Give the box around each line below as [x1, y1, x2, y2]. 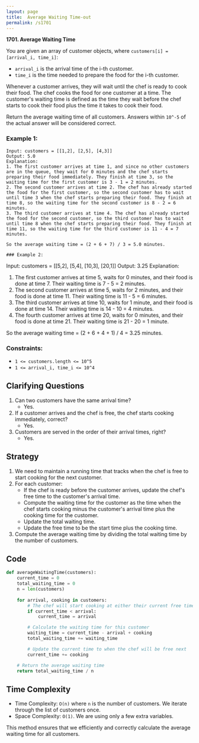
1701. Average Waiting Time [6, 36, 76, 43]
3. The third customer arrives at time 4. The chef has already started [6, 210, 190, 216]
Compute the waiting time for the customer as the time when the [23, 499, 181, 506]
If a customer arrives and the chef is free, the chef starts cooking [14, 409, 174, 416]
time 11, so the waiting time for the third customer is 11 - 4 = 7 [6, 226, 179, 232]
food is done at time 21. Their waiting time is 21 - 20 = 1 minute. [14, 318, 169, 325]
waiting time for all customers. [6, 731, 80, 738]
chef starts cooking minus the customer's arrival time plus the [23, 505, 175, 512]
